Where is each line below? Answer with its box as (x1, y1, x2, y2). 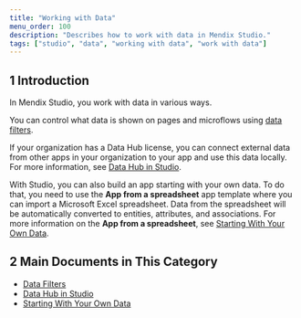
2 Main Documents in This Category (9, 254, 218, 270)
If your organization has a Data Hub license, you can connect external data (9, 143, 290, 154)
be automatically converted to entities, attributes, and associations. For (9, 208, 276, 219)
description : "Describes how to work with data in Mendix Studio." (9, 30, 272, 39)
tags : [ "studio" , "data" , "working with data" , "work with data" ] (9, 38, 267, 48)
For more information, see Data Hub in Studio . (9, 162, 182, 173)
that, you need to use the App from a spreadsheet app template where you (9, 189, 293, 200)
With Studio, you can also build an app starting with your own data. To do (9, 179, 285, 190)
